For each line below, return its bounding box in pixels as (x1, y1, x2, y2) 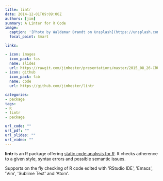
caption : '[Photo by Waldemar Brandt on (9, 30, 92, 35)
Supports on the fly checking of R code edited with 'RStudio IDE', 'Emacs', (5, 165, 153, 171)
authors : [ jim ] (5, 16, 36, 21)
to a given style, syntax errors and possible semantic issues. (5, 156, 126, 162)
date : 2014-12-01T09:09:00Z (5, 12, 62, 17)
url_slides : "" (5, 132, 36, 138)
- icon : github (5, 70, 36, 75)
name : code (9, 79, 32, 84)
